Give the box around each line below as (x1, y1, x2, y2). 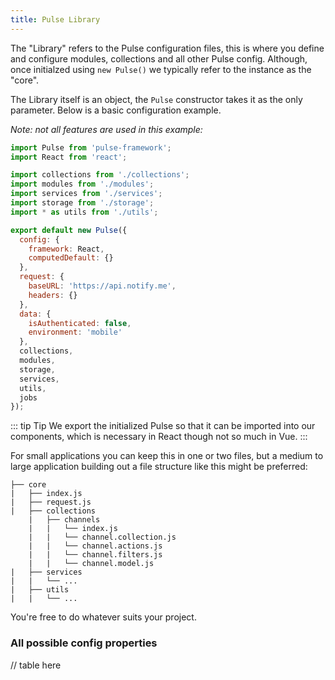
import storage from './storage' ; (10, 198, 155, 208)
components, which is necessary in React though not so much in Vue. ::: (10, 431, 308, 443)
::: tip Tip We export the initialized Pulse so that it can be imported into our (10, 420, 316, 432)
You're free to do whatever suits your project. (10, 611, 197, 623)
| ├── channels (28, 515, 101, 525)
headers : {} (28, 290, 78, 300)
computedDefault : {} (28, 253, 114, 263)
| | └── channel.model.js (28, 559, 155, 569)
